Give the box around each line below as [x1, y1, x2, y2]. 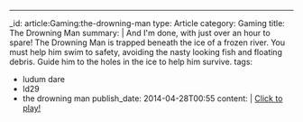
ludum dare [22, 74, 66, 84]
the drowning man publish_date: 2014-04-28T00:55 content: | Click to [22, 93, 283, 104]
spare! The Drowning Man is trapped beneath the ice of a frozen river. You [9, 37, 286, 48]
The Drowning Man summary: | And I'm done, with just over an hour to [9, 28, 271, 38]
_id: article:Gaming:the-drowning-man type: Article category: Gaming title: [9, 18, 286, 28]
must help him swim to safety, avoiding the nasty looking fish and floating [9, 47, 282, 57]
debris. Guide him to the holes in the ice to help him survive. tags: [9, 56, 253, 67]
